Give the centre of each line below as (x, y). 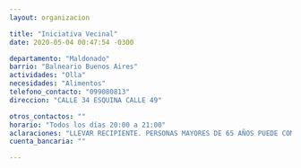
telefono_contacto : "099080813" (69, 92)
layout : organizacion (50, 18)
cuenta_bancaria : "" (48, 141)
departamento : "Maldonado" (60, 58)
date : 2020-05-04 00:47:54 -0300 (72, 42)
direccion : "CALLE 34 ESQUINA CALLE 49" (86, 100)
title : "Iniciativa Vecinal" (64, 34)
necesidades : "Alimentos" (57, 84)
